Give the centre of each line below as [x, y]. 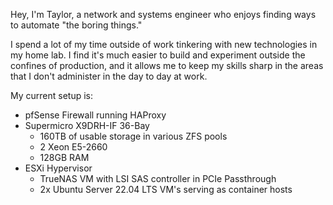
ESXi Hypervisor [58, 168]
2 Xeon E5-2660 [73, 147]
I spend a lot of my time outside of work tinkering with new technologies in [164, 44]
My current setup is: [52, 95]
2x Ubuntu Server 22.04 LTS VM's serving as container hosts [166, 189]
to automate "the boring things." [76, 25]
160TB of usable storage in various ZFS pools [133, 136]
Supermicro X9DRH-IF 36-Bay [87, 125]
